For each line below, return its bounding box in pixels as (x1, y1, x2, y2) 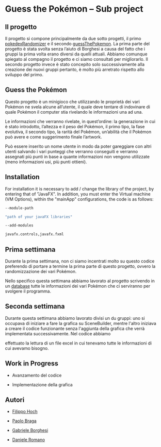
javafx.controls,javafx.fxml (5, 232, 64, 237)
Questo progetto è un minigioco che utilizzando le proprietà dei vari (5, 99, 140, 104)
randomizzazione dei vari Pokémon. (5, 268, 77, 274)
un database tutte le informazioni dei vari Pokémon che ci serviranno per (5, 283, 150, 289)
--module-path (5, 206, 34, 210)
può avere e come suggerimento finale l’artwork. (5, 134, 102, 139)
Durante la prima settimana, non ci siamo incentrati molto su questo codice (5, 258, 155, 264)
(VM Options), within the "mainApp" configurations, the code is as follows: (5, 196, 154, 202)
